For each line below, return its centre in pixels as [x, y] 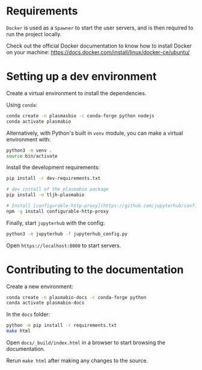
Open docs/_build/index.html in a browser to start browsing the [86, 343]
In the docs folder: [28, 315]
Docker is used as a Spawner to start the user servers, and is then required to [100, 28]
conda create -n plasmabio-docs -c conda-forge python [76, 297]
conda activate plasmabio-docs [45, 303]
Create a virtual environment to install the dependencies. [76, 93]
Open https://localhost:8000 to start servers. [64, 245]
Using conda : [22, 105]
